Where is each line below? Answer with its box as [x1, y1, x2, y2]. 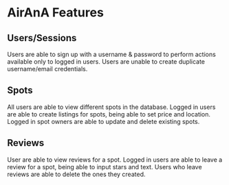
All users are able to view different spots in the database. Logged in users [7, 103, 216, 111]
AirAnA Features [7, 5, 105, 21]
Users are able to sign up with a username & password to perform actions [7, 50, 217, 58]
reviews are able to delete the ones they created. [7, 170, 146, 178]
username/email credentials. [7, 65, 88, 73]
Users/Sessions [7, 32, 77, 44]
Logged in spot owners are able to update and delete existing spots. [7, 117, 200, 125]
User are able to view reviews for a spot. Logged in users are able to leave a [7, 156, 223, 164]
